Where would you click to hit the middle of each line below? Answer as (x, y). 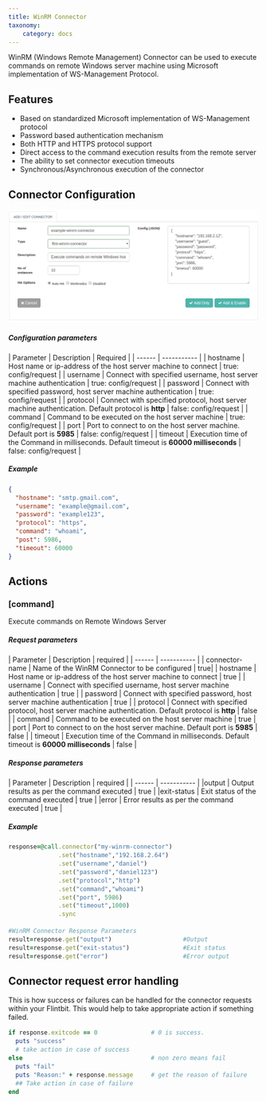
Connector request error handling (94, 981)
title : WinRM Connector (48, 17)
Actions (28, 582)
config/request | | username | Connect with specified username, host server (133, 374)
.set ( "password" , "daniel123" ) (108, 872)
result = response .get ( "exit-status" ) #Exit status (117, 948)
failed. (19, 1017)
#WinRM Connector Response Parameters (72, 931)
